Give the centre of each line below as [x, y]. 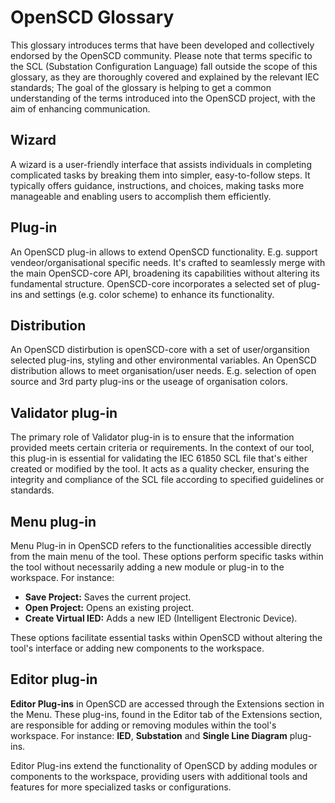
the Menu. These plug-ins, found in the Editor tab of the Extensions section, [166, 714]
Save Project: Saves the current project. [108, 597]
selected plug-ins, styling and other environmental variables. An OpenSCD [163, 360]
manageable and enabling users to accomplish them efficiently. [141, 196]
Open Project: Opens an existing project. [109, 607]
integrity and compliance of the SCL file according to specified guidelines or [167, 480]
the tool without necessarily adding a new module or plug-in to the [147, 567]
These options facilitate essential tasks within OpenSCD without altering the [166, 637]
